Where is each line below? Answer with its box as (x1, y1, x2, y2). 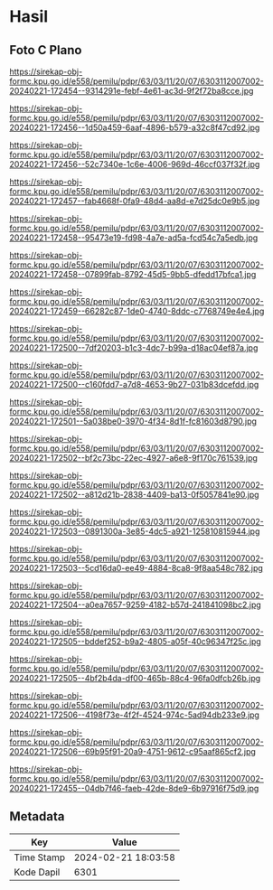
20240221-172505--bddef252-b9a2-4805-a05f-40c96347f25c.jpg (9, 636, 262, 647)
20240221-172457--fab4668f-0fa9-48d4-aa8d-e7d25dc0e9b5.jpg (9, 196, 260, 206)
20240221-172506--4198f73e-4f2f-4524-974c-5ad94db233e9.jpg (9, 709, 260, 720)
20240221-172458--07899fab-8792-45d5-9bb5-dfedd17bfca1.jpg (9, 269, 257, 279)
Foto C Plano (9, 42, 82, 58)
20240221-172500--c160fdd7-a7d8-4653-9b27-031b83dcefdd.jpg (9, 379, 259, 389)
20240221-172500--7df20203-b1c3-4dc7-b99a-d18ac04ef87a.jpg (9, 342, 259, 353)
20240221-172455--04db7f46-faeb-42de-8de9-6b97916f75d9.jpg (9, 783, 259, 793)
